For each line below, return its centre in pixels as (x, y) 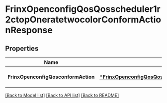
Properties (22, 48)
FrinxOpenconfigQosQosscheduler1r (83, 9)
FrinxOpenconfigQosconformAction (51, 77)
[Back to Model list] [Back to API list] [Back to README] (62, 95)
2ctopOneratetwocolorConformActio (83, 20)
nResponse (29, 30)
